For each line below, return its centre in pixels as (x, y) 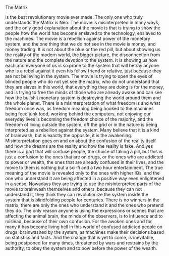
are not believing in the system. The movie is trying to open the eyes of (79, 76)
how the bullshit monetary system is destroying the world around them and (83, 98)
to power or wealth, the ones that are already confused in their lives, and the (84, 162)
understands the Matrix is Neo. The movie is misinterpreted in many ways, (82, 23)
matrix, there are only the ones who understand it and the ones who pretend (84, 205)
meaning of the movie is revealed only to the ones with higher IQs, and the (82, 173)
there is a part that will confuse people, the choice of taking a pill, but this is (84, 152)
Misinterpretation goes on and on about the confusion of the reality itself (81, 141)
